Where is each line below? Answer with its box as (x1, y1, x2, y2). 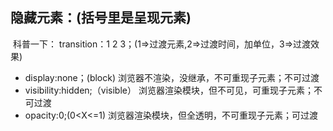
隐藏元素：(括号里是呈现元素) (10, 9, 192, 27)
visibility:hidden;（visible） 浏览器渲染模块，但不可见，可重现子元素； (24, 84, 314, 96)
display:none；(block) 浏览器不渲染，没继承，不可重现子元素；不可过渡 (24, 71, 320, 83)
